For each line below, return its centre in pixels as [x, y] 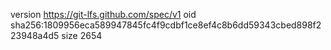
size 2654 [82, 35]
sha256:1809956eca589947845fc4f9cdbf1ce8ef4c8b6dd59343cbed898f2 [166, 25]
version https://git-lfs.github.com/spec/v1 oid [103, 14]
